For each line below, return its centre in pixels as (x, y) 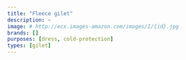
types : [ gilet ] (29, 46)
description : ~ (29, 20)
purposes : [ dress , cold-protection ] (60, 39)
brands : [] (23, 33)
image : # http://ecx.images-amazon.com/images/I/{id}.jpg (93, 26)
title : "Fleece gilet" (40, 13)
